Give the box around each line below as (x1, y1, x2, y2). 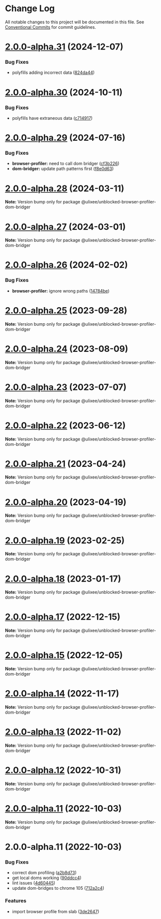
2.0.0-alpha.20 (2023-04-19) (5, 496, 127, 508)
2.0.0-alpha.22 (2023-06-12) (5, 420, 126, 431)
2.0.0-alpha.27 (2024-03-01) (5, 221, 126, 232)
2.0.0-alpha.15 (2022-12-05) (5, 650, 123, 661)
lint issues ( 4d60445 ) (12, 880, 56, 886)
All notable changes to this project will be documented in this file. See (5, 19, 145, 25)
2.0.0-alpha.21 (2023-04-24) (5, 458, 126, 469)
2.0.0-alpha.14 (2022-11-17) (5, 688, 119, 699)
